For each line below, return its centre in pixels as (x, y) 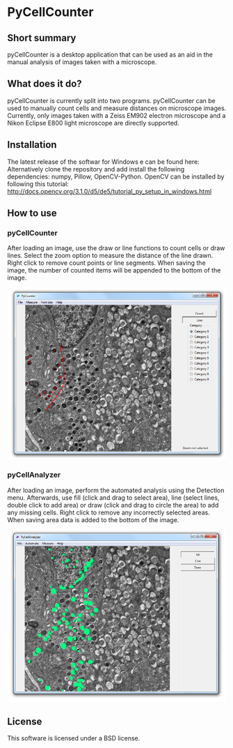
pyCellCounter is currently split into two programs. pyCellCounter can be (111, 100)
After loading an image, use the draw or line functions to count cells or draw (116, 248)
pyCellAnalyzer (34, 475)
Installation (32, 145)
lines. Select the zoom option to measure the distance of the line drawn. (110, 256)
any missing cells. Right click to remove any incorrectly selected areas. (109, 512)
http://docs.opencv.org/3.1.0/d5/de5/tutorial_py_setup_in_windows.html (110, 191)
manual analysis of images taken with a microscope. (82, 62)
